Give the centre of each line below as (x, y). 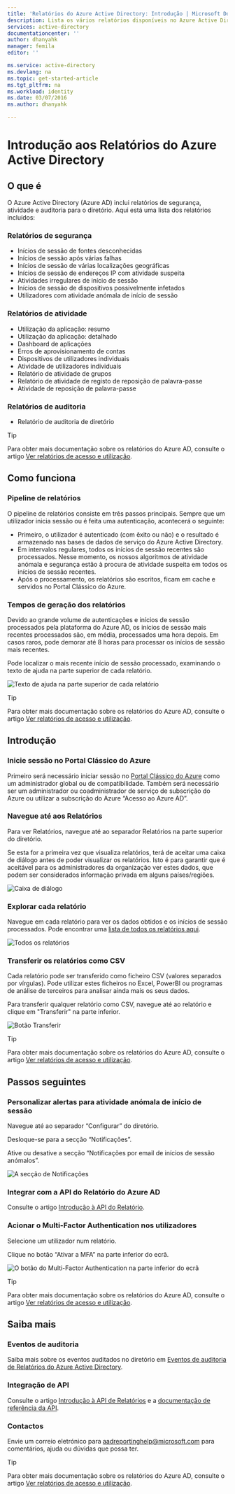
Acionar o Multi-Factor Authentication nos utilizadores (102, 1225)
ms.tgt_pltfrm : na (34, 85)
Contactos (26, 1426)
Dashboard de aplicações (54, 344)
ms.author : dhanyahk (37, 105)
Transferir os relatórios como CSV (66, 961)
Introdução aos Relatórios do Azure (112, 145)
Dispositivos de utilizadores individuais (73, 358)
